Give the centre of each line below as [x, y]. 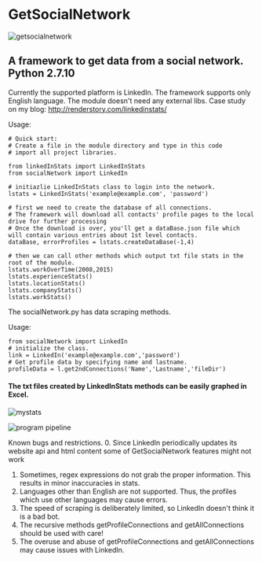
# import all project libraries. [63, 152]
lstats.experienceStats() [50, 276]
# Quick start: [33, 139]
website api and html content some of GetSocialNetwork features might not [130, 451]
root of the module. [42, 263]
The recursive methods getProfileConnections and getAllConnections [132, 524]
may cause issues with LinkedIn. [72, 549]
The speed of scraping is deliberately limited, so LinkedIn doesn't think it [137, 508]
